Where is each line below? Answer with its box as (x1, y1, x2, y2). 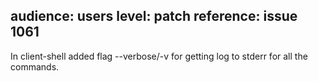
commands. (10, 60, 60, 73)
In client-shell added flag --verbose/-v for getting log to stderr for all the (10, 50, 308, 62)
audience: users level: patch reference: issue (10, 8, 298, 25)
